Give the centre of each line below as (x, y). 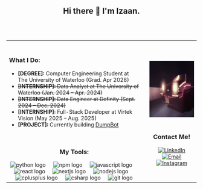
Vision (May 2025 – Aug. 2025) (57, 118)
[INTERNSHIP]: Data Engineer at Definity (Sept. (77, 99)
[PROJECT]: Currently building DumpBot (68, 125)
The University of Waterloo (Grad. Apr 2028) (73, 79)
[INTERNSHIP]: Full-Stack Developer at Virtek (75, 111)
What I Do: (24, 60)
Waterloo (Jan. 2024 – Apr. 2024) (60, 92)
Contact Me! (172, 137)
